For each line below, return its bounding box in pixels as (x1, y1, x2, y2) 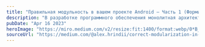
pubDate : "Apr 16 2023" (6, 20, 67, 26)
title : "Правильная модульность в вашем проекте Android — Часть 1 (6, 9, 182, 15)
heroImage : (6, 26, 34, 32)
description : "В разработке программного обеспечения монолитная (6, 15, 176, 21)
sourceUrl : (6, 32, 34, 38)
